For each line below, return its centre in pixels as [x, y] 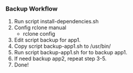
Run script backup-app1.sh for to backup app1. [71, 53]
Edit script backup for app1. [47, 40]
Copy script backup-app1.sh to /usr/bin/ [62, 46]
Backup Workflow [32, 9]
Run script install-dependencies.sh [56, 22]
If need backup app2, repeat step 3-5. [60, 59]
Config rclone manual [40, 27]
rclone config [39, 34]
